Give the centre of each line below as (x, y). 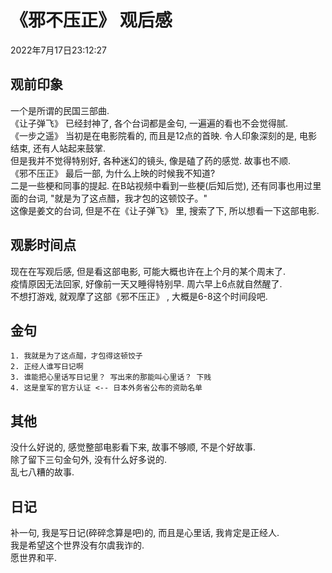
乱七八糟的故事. (42, 472)
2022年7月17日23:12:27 (58, 50)
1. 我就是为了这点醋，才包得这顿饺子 (76, 356)
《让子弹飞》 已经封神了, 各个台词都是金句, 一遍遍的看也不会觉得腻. (149, 123)
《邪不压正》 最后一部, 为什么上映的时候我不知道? (113, 173)
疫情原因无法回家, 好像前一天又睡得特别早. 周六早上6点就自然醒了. (146, 283)
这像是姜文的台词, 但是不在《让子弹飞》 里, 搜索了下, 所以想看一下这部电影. (165, 210)
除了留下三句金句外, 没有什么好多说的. (89, 460)
